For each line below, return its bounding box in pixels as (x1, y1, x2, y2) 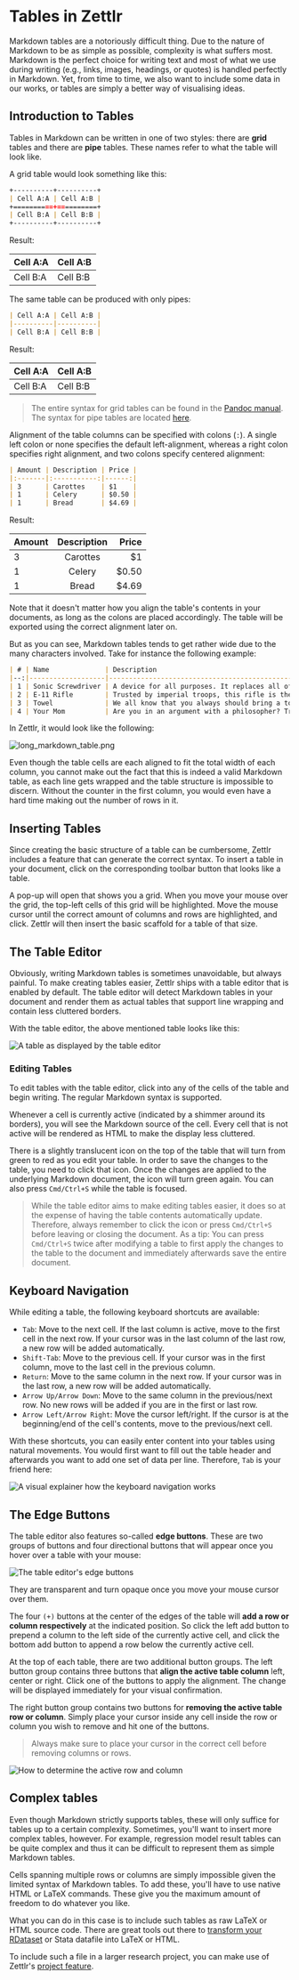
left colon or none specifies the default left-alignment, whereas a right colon (9, 439, 288, 449)
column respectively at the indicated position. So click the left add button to (9, 1620, 289, 1630)
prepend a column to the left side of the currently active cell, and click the (9, 1629, 280, 1640)
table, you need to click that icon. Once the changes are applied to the (9, 1164, 267, 1176)
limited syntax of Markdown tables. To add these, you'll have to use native (9, 1879, 281, 1889)
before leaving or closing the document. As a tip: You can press (30, 1229, 264, 1240)
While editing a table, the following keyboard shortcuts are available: (9, 1306, 260, 1318)
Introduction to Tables (9, 109, 134, 124)
